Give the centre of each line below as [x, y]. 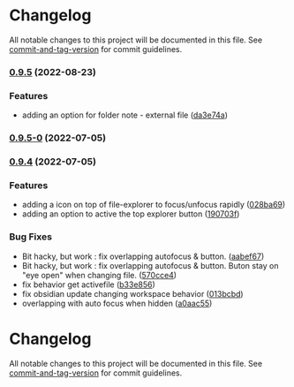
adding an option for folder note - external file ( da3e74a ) [124, 115]
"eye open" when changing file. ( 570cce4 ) [99, 275]
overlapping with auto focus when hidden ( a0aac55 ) [117, 303]
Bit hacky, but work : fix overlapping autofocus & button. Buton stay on [150, 265]
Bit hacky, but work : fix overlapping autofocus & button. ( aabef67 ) [143, 256]
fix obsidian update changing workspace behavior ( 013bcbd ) [133, 293]
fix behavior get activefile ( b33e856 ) [89, 285]
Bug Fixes [31, 237]
